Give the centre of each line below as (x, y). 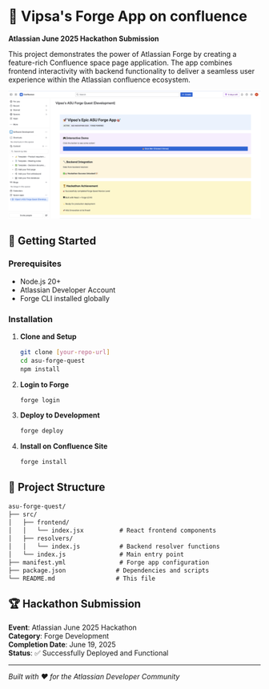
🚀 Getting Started (52, 241)
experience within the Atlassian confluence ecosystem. (99, 79)
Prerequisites (35, 264)
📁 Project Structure (57, 487)
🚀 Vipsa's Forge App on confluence (128, 16)
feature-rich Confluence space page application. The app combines (120, 62)
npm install (40, 369)
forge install (43, 462)
